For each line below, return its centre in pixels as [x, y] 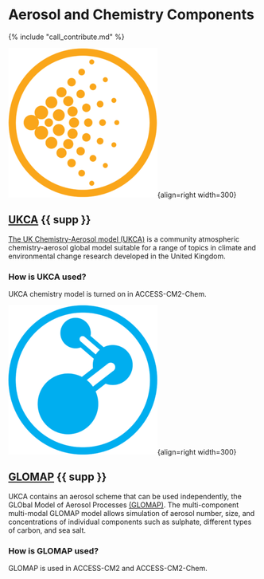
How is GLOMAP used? [54, 550]
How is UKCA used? [47, 277]
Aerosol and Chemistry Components [131, 15]
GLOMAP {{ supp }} [58, 477]
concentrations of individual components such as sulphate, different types [130, 522]
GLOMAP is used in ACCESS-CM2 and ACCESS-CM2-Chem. [108, 569]
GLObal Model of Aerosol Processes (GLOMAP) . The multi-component [124, 505]
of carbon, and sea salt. [47, 530]
